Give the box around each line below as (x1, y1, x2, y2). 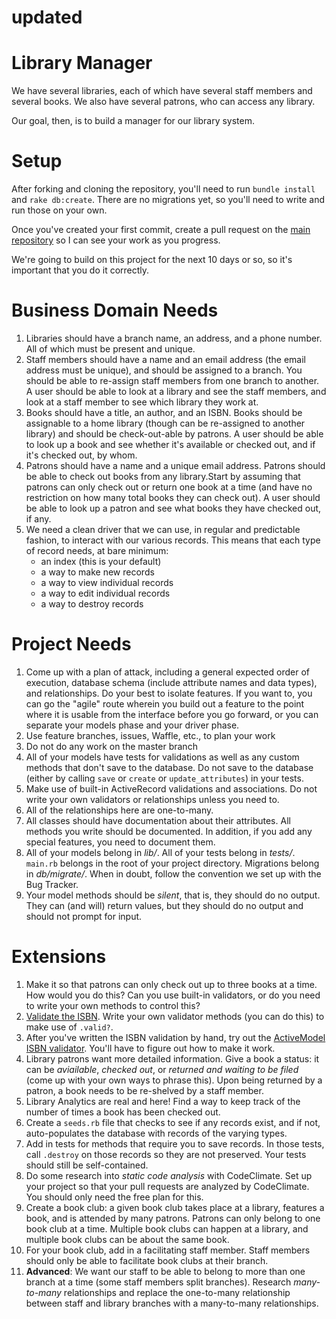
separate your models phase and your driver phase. (25, 719, 240, 731)
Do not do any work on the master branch (25, 740, 198, 752)
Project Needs (11, 633, 132, 656)
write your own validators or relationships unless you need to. (25, 793, 280, 805)
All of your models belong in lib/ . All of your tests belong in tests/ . (25, 846, 296, 858)
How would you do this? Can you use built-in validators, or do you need (25, 989, 321, 1001)
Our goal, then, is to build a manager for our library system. (11, 115, 256, 127)
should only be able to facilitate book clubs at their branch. (25, 1254, 269, 1266)
